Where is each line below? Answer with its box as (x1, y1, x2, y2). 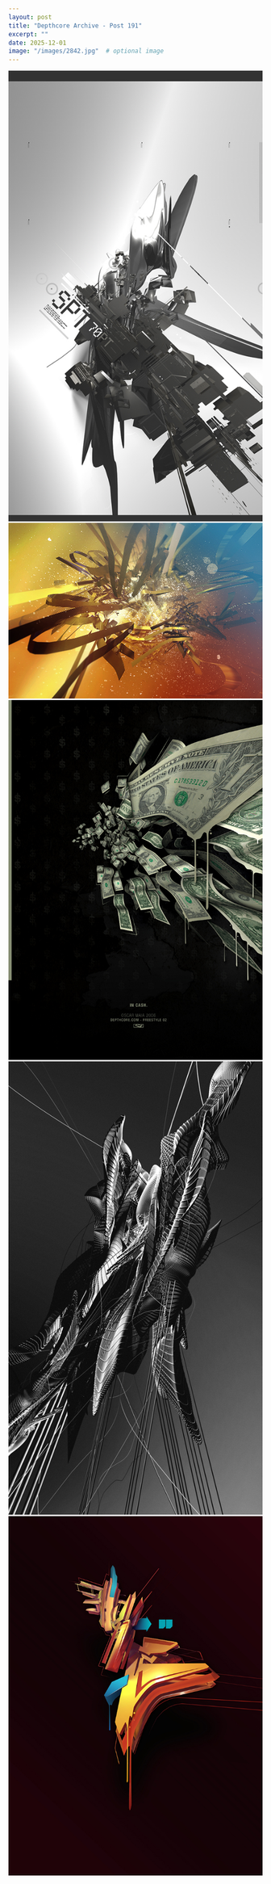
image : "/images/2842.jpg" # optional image (8, 47, 164, 56)
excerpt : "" (8, 30, 48, 38)
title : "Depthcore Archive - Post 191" (8, 21, 143, 30)
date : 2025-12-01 (8, 39, 67, 47)
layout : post (8, 13, 52, 21)
